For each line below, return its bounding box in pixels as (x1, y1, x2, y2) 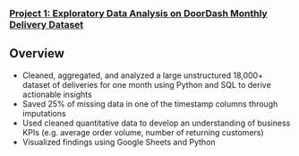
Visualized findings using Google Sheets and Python (21, 136, 217, 147)
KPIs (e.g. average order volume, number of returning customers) (21, 126, 264, 137)
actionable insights (21, 89, 92, 100)
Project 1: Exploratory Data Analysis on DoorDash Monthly (9, 7, 268, 20)
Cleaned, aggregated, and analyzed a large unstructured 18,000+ (21, 70, 264, 81)
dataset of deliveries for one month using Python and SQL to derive (21, 79, 271, 90)
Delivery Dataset (9, 18, 84, 30)
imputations (21, 108, 66, 118)
